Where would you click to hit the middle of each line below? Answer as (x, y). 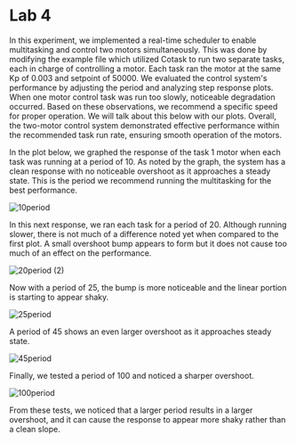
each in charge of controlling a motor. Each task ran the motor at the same (145, 69)
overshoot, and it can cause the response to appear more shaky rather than (148, 419)
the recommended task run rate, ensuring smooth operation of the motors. (146, 135)
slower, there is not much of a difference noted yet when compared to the (144, 234)
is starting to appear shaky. (59, 297)
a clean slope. (35, 429)
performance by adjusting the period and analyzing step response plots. (141, 87)
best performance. (44, 190)
